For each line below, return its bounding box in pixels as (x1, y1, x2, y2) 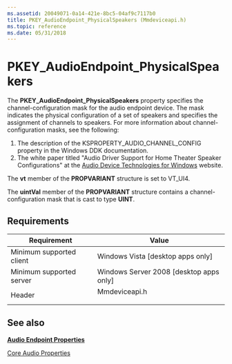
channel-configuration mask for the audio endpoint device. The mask (7, 104, 204, 112)
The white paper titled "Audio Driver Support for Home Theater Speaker (17, 154, 222, 162)
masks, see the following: (46, 125, 119, 134)
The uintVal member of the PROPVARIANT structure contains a (7, 188, 188, 196)
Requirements (7, 215, 69, 227)
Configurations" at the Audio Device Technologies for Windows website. (17, 161, 223, 170)
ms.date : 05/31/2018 (7, 29, 67, 37)
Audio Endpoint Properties (7, 335, 85, 343)
